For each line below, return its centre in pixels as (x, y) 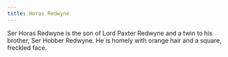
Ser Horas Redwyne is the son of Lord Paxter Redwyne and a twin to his (110, 33)
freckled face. (27, 47)
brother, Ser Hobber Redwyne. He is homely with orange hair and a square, (114, 40)
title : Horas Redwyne (38, 13)
